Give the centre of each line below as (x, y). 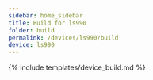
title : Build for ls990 (48, 23)
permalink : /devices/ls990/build (63, 38)
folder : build (32, 30)
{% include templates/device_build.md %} (77, 67)
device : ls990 (32, 45)
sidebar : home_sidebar (46, 15)
